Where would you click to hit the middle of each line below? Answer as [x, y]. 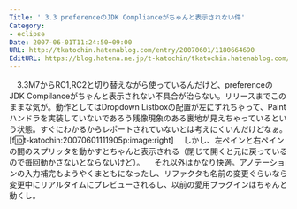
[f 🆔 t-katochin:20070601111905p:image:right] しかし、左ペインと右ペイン [147, 140]
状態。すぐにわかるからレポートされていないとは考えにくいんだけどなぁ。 [152, 129]
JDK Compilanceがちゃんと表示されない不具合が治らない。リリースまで [140, 96]
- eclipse [27, 34]
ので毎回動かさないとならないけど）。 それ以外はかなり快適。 [125, 162]
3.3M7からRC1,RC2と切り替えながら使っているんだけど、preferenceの [145, 85]
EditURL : [25, 58]
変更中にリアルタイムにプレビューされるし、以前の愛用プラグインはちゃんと [148, 184]
